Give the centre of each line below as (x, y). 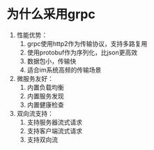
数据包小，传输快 (52, 61)
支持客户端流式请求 (55, 130)
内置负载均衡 (45, 87)
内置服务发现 (45, 96)
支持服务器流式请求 (55, 122)
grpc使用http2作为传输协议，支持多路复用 (87, 43)
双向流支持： (35, 113)
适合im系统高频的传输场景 (64, 70)
